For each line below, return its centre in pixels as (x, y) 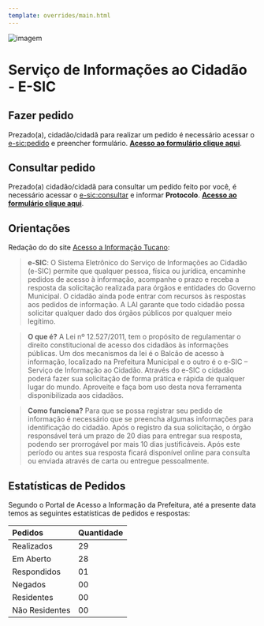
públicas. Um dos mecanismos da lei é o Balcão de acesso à (126, 354)
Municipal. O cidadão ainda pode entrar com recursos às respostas (137, 296)
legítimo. (41, 321)
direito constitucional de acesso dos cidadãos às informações (128, 345)
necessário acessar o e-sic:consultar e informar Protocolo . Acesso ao (123, 195)
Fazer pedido (41, 116)
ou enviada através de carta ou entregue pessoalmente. (118, 461)
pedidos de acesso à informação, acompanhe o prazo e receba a (133, 279)
